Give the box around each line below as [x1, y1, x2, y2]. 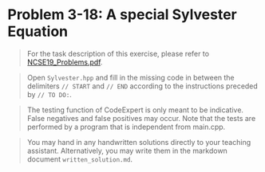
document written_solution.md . [26, 154, 133, 164]
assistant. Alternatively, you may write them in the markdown [26, 146, 228, 155]
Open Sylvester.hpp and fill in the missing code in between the [26, 72, 235, 82]
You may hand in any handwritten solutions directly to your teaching [26, 137, 251, 147]
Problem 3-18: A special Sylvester [7, 6, 237, 24]
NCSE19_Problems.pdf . [26, 57, 103, 67]
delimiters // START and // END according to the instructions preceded [26, 81, 259, 91]
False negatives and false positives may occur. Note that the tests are [26, 113, 256, 123]
